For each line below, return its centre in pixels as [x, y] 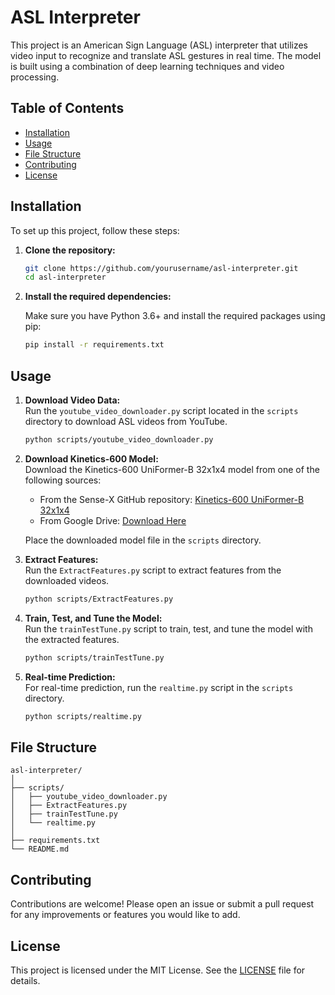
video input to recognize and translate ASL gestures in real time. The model [166, 55]
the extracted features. [72, 639]
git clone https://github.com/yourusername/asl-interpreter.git [161, 268]
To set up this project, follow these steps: [95, 230]
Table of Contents [67, 108]
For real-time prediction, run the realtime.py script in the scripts [159, 687]
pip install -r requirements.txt [94, 345]
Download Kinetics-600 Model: [91, 458]
